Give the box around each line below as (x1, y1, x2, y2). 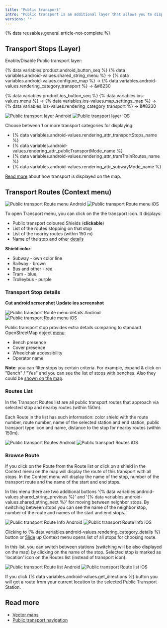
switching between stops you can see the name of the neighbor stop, (5, 504, 148, 510)
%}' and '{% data (68, 493, 104, 499)
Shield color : (5, 246, 32, 251)
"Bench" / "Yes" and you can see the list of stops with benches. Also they (5, 370, 156, 376)
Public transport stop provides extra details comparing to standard (5, 325, 142, 331)
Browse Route (5, 452, 40, 459)
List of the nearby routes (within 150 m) (12, 231, 93, 236)
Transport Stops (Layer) (5, 44, 81, 53)
